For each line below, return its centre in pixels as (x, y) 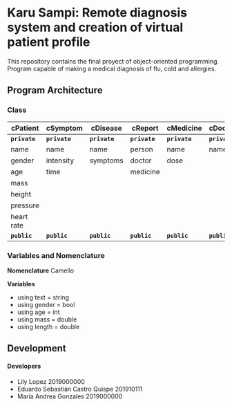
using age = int (38, 312)
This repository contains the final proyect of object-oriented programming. (113, 61)
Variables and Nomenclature (56, 255)
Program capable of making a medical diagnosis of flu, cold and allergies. (112, 68)
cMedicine (184, 128)
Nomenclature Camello (41, 270)
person (142, 149)
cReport (145, 128)
